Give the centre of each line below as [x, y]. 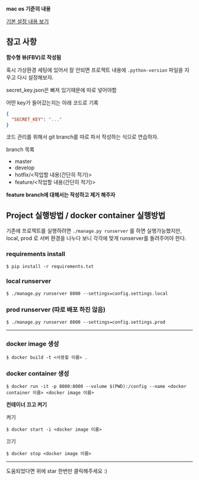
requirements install [36, 254]
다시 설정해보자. [35, 77]
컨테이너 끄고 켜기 [27, 404]
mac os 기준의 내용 [28, 9]
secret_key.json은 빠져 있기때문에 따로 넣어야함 [62, 90]
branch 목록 [20, 150]
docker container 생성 [38, 374]
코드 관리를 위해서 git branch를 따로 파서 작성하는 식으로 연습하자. [82, 137]
